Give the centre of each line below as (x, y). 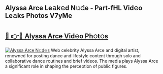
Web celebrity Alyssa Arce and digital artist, (95, 50)
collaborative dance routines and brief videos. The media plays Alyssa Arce (82, 61)
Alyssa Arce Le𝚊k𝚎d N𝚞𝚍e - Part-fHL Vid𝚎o (74, 8)
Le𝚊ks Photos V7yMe (39, 16)
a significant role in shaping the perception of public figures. (66, 66)
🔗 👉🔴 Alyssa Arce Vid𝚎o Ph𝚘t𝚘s (57, 36)
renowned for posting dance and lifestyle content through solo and (73, 56)
